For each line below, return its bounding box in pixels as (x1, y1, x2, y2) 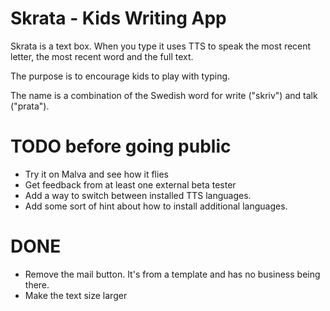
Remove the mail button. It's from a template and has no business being (24, 268, 321, 280)
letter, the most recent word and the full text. (10, 50, 194, 62)
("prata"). (10, 100, 50, 112)
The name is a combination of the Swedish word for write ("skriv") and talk (10, 89, 318, 101)
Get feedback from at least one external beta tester (24, 178, 237, 191)
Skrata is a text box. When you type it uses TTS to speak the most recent (10, 40, 312, 52)
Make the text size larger (24, 289, 128, 301)
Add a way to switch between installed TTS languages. (24, 189, 252, 201)
